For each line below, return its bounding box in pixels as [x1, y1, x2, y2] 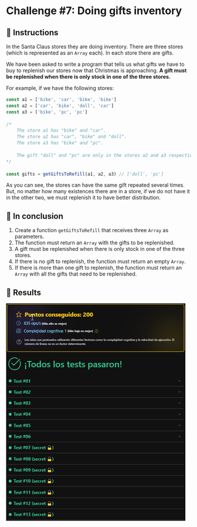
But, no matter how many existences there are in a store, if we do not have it [6, 188, 191, 195]
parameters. [14, 233, 45, 240]
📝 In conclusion [6, 211, 63, 221]
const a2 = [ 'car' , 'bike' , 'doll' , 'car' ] [6, 103, 114, 109]
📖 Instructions [6, 28, 59, 38]
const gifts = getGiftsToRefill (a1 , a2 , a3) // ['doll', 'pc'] [6, 171, 164, 177]
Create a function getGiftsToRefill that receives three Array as [14, 227, 169, 234]
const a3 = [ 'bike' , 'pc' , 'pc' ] [6, 109, 88, 115]
